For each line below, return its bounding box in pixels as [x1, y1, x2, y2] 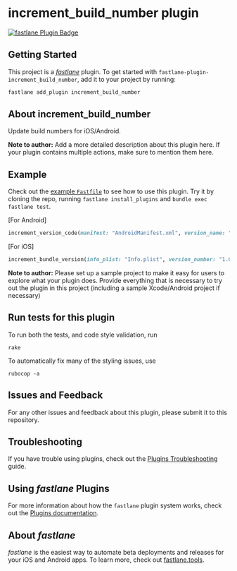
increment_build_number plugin [8, 5, 199, 21]
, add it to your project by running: [77, 75, 177, 83]
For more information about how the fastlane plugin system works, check [8, 501, 222, 510]
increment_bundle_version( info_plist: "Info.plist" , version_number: [8, 256, 217, 263]
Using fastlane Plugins [8, 482, 110, 495]
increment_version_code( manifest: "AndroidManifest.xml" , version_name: [8, 229, 226, 237]
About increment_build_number [8, 108, 150, 121]
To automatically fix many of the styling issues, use [8, 356, 157, 365]
